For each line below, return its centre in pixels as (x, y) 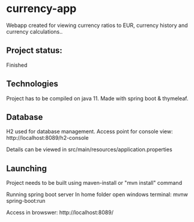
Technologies (32, 84)
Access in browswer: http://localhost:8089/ (60, 212)
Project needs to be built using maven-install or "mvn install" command (94, 183)
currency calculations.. (35, 31)
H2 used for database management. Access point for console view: (89, 131)
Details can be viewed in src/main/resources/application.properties (89, 149)
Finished (17, 65)
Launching (26, 168)
